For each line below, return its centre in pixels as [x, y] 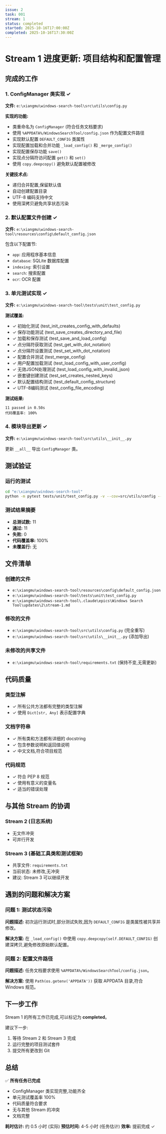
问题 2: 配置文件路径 [29, 959]
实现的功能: [17, 116]
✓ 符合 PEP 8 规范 [31, 777]
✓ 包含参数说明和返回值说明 [41, 745]
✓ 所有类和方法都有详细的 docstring [49, 738]
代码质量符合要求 [30, 1103]
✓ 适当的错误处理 [30, 789]
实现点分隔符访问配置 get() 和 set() [49, 157]
